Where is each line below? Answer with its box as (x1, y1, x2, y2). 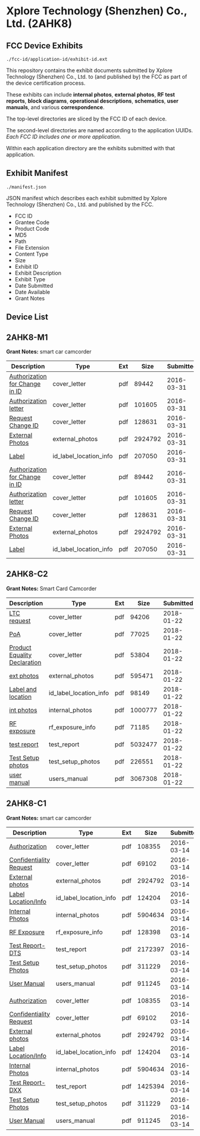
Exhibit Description (14, 269, 61, 277)
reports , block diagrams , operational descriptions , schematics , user (6, 97, 179, 104)
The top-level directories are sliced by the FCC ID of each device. (6, 115, 167, 122)
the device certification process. (6, 79, 86, 86)
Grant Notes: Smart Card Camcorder (6, 585, 97, 592)
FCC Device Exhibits (6, 41, 83, 51)
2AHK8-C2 (6, 569, 48, 579)
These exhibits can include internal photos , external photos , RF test (6, 91, 176, 98)
